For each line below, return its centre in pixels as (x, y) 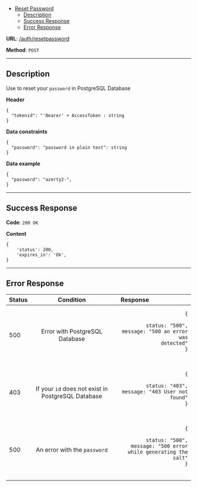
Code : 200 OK (22, 222)
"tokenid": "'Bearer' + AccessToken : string (68, 115)
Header (15, 99)
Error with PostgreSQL (72, 332)
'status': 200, (35, 249)
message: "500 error (159, 446)
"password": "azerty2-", (42, 179)
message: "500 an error (155, 331)
